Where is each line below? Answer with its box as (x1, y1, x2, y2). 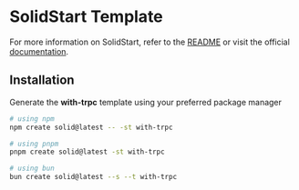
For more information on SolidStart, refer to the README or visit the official (9, 36, 290, 47)
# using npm (9, 114, 55, 124)
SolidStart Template (9, 6, 164, 27)
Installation (9, 73, 75, 88)
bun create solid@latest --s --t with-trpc (9, 173, 178, 182)
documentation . (9, 45, 69, 56)
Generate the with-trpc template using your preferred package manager (9, 96, 283, 107)
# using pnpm (9, 139, 59, 148)
